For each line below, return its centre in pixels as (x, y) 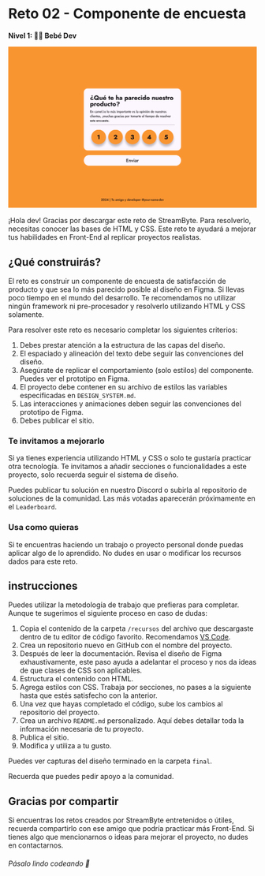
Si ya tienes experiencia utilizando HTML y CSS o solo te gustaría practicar (130, 458)
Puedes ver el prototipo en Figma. (75, 378)
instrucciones (43, 586)
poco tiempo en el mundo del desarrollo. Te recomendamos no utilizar (122, 298)
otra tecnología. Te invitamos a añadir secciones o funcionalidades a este (127, 467)
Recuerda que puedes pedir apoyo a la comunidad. (91, 777)
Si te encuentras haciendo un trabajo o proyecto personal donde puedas (126, 544)
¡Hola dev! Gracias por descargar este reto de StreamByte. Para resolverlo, (130, 221)
